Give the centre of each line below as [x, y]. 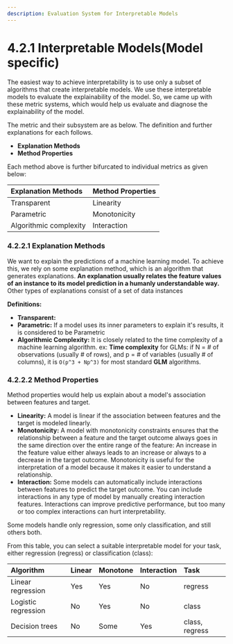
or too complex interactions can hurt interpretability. [92, 511]
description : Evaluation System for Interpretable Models [93, 14]
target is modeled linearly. [54, 423]
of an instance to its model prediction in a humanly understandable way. [113, 283]
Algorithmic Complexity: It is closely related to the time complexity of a [120, 339]
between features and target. [49, 402]
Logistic [24, 602]
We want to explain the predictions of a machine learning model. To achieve [115, 261]
